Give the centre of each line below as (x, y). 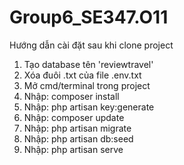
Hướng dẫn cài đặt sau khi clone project (91, 45)
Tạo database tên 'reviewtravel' (88, 64)
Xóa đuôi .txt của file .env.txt (82, 75)
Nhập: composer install (71, 96)
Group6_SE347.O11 (89, 17)
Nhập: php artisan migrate (77, 128)
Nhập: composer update (74, 117)
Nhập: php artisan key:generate (89, 107)
